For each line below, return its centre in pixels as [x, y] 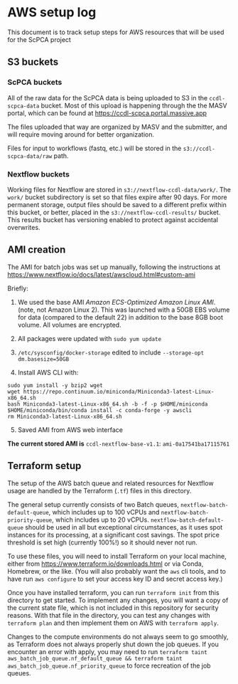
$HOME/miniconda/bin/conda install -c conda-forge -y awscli [100, 410]
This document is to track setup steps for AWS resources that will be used [116, 32]
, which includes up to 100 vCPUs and [104, 512]
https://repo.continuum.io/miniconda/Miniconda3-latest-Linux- [119, 391]
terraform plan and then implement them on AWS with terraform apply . [113, 623]
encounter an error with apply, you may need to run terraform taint [107, 651]
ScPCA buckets [35, 83]
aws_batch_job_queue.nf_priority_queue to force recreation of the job [109, 665]
